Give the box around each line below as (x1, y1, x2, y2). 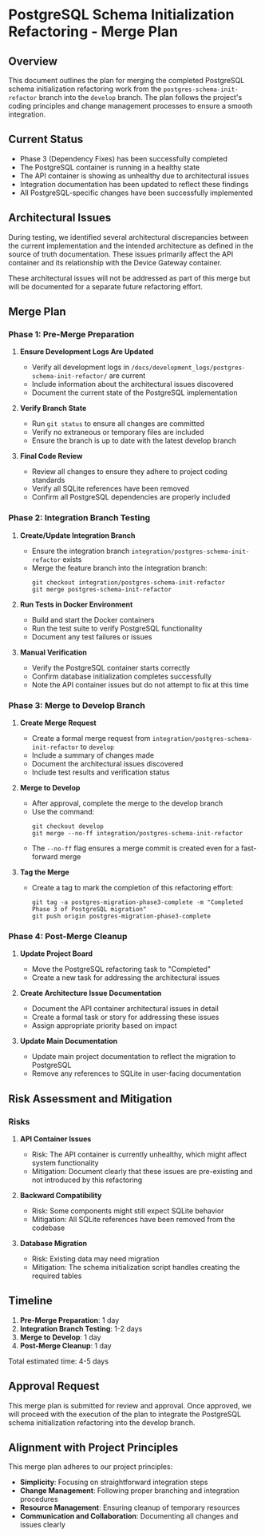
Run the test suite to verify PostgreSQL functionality (31, 623, 203, 633)
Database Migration (19, 1238, 88, 1248)
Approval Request (8, 1380, 100, 1393)
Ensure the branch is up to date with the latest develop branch (31, 436, 237, 445)
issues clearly (19, 1520, 66, 1530)
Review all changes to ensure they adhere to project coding (31, 467, 227, 476)
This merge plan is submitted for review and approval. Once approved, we (8, 1400, 252, 1410)
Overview (8, 54, 58, 68)
